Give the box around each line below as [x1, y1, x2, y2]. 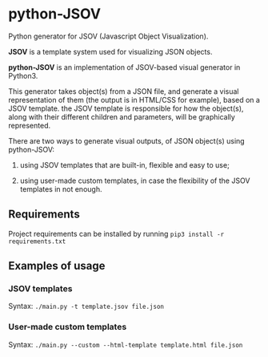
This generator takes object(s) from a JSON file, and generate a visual [8, 86, 239, 96]
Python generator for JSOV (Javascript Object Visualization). [8, 31, 209, 41]
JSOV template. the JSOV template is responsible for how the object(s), [8, 103, 244, 113]
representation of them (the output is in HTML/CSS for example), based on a [8, 95, 260, 104]
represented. [8, 120, 51, 130]
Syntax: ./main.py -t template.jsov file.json [8, 302, 164, 311]
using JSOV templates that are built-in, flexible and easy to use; [19, 160, 230, 169]
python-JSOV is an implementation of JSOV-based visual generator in [8, 62, 241, 72]
